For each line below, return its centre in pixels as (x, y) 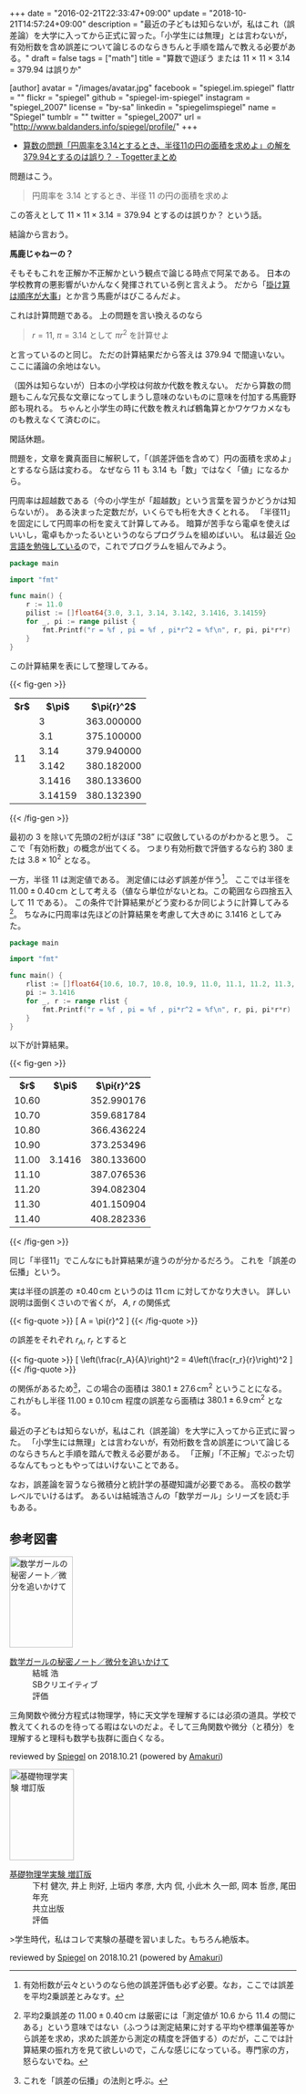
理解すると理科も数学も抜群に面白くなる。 (89, 1738)
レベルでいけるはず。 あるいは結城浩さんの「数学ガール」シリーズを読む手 (149, 1496)
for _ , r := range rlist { (77, 1001)
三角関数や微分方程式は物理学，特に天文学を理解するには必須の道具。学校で (153, 1716)
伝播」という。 (37, 1272)
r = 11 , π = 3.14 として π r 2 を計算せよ (101, 334)
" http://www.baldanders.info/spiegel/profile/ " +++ (104, 126)
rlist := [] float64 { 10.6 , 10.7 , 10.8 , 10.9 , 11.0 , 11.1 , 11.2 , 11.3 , (161, 984)
